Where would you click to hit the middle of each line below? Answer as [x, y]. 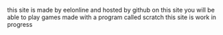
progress [20, 24]
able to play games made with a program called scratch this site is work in [112, 17]
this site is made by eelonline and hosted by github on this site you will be [111, 10]
